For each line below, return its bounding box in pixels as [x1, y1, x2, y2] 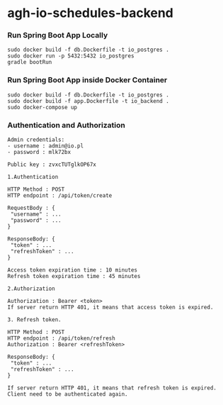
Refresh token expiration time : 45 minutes [7, 273, 141, 280]
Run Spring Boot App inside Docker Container [7, 75, 168, 85]
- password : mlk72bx [7, 149, 72, 156]
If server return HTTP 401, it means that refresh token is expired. [7, 384, 217, 392]
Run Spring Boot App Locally [7, 30, 108, 40]
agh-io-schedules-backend [7, 5, 173, 21]
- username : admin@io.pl [7, 143, 84, 150]
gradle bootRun [7, 59, 52, 66]
